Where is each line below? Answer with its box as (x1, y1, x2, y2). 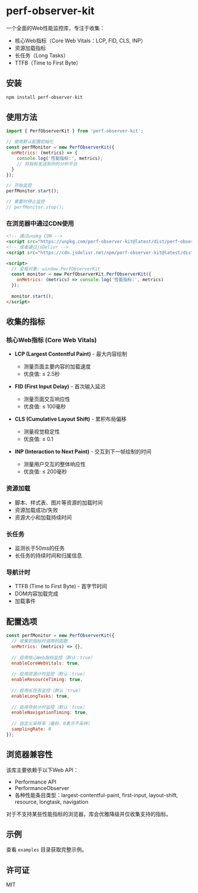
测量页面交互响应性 (23, 395, 71, 403)
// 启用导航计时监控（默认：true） (11, 704, 87, 710)
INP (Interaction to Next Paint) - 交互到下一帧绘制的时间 (14, 448, 152, 455)
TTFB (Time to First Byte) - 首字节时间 (14, 583, 107, 590)
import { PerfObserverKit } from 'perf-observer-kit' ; (6, 128, 144, 134)
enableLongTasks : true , (11, 693, 70, 699)
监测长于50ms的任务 (14, 544, 65, 552)
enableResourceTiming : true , (11, 676, 83, 683)
